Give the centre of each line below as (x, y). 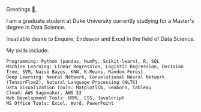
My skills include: (28, 50)
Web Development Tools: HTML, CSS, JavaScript (65, 98)
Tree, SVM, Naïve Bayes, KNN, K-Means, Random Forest (75, 72)
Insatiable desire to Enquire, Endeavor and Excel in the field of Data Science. (101, 39)
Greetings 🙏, (22, 9)
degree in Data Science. (36, 27)
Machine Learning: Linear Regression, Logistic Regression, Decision (95, 66)
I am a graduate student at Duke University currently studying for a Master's (100, 21)
